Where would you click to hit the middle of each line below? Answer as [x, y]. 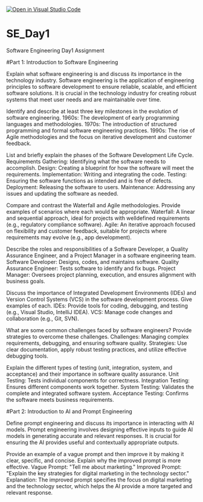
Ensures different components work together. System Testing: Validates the [100, 387]
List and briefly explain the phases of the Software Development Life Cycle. [100, 155]
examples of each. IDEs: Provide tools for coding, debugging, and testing [97, 306]
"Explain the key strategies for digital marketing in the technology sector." [98, 473]
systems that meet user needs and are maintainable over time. [84, 99]
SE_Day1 [28, 34]
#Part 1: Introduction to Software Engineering [62, 62]
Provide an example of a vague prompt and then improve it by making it [95, 454]
